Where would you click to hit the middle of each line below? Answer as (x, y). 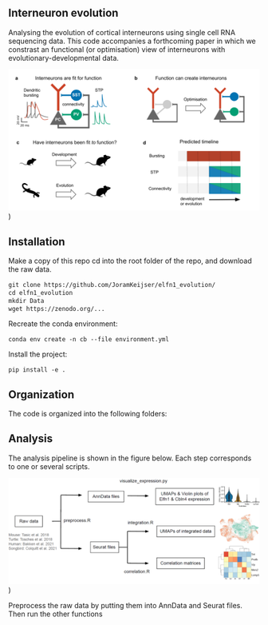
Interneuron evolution (63, 13)
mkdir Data (26, 301)
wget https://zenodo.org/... (57, 309)
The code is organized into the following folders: (88, 413)
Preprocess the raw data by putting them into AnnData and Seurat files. (126, 606)
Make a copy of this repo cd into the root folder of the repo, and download (130, 261)
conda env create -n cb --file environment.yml (89, 340)
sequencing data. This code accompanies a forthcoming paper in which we (132, 41)
